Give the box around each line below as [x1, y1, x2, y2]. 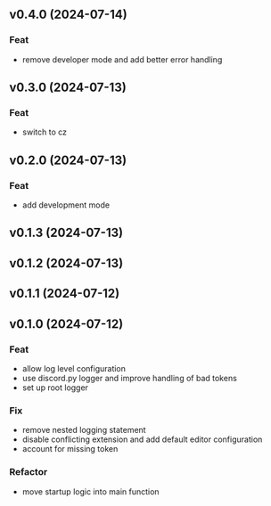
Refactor [9, 466, 48, 478]
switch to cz [21, 126, 67, 137]
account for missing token [21, 444, 119, 454]
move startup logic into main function [21, 486, 160, 497]
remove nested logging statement [21, 425, 146, 436]
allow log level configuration [21, 363, 127, 373]
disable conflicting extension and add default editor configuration [21, 434, 263, 445]
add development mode [21, 200, 110, 210]
